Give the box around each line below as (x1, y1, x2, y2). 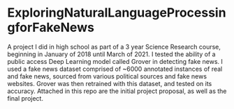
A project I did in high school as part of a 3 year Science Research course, (7, 42, 221, 51)
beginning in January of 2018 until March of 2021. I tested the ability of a (7, 50, 216, 58)
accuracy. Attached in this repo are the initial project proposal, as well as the (7, 87, 227, 95)
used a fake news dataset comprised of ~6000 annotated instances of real (7, 65, 223, 73)
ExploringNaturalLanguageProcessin (7, 5, 226, 21)
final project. (7, 94, 44, 102)
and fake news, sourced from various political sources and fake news (7, 72, 207, 81)
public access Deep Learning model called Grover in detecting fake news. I (7, 57, 224, 65)
